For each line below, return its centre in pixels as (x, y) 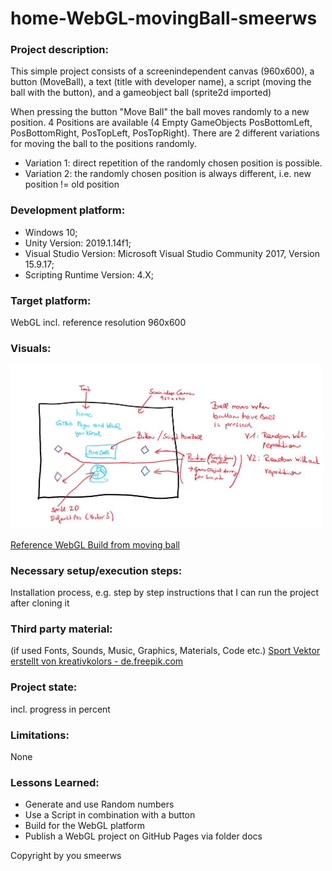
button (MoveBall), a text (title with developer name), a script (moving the (161, 82)
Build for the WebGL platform (84, 826)
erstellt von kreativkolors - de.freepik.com (97, 661)
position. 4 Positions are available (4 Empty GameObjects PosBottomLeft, (161, 123)
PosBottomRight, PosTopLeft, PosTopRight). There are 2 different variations (165, 133)
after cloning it (40, 603)
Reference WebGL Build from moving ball (95, 544)
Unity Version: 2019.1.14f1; (78, 243)
